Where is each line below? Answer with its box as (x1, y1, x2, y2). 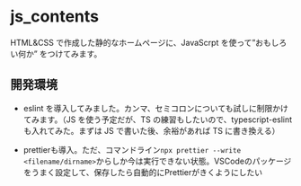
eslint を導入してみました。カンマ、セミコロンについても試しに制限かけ (22, 102, 288, 113)
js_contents (10, 6, 100, 27)
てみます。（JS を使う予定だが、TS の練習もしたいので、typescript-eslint (22, 114, 293, 125)
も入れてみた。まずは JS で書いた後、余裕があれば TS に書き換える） (22, 125, 280, 136)
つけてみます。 (47, 48, 102, 59)
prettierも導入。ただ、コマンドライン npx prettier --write (22, 144, 242, 155)
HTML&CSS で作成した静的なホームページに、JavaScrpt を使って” (10, 37, 256, 48)
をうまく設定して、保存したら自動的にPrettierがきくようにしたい (22, 166, 263, 177)
